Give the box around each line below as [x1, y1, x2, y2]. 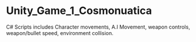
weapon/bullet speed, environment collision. [6, 29, 114, 36]
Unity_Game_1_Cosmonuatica [6, 4, 152, 17]
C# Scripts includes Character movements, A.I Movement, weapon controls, [6, 23, 190, 30]
